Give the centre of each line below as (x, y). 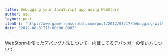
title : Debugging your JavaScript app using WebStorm (62, 10)
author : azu (17, 14)
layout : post (19, 19)
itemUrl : (14, 24)
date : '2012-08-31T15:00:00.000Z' (41, 28)
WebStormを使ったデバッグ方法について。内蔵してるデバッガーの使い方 (79, 43)
